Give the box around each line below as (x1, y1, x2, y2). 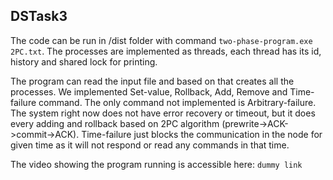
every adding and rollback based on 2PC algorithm (10, 117, 220, 129)
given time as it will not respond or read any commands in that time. (10, 139, 290, 151)
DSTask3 (10, 8, 68, 25)
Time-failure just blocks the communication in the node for (81, 128, 323, 140)
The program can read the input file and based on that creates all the (10, 75, 295, 87)
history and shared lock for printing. (10, 55, 158, 68)
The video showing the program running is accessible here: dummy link (10, 158, 303, 170)
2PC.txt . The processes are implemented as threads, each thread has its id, (10, 45, 322, 57)
